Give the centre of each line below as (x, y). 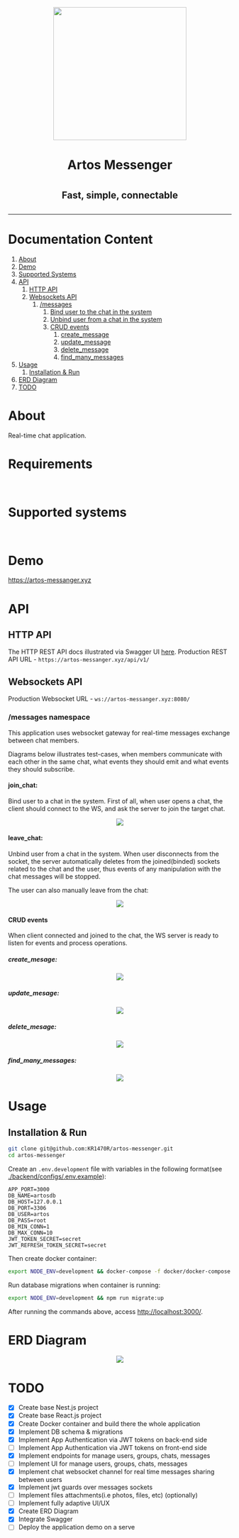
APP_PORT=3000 (29, 1189)
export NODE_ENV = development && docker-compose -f (84, 1271)
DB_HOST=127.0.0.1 (35, 1202)
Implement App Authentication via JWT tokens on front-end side (113, 1447)
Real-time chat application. (48, 435)
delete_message (85, 349)
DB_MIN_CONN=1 (29, 1227)
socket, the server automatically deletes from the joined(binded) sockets (114, 861)
